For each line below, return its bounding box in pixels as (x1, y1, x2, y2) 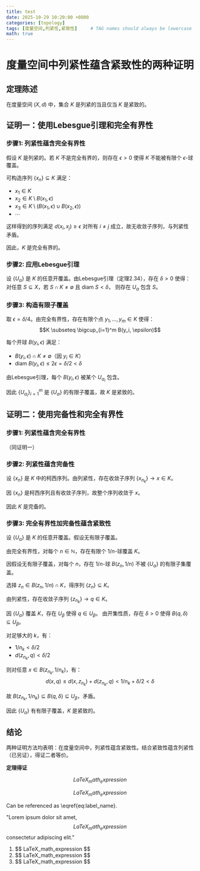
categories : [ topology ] (6, 20, 65, 26)
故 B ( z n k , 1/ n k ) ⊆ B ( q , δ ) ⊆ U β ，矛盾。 (6, 692, 99, 702)
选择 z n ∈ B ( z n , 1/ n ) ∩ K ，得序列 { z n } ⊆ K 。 (6, 581, 113, 590)
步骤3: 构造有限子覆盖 (6, 300, 69, 309)
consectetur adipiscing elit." (6, 833, 75, 841)
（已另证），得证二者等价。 (6, 752, 71, 759)
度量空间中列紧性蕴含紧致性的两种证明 (6, 58, 195, 72)
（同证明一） (6, 444, 37, 451)
